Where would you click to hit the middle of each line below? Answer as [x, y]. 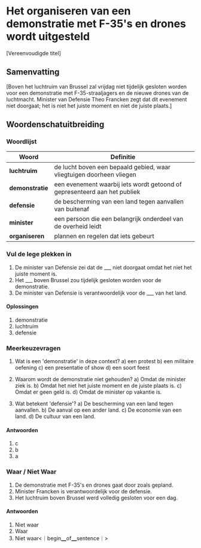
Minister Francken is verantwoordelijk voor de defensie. [83, 491]
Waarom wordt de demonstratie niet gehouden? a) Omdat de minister [100, 379]
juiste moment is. [36, 274]
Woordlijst [22, 142]
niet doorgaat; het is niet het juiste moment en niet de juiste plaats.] [89, 106]
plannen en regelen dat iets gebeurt [104, 236]
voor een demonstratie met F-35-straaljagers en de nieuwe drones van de [98, 93]
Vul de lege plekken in [39, 254]
